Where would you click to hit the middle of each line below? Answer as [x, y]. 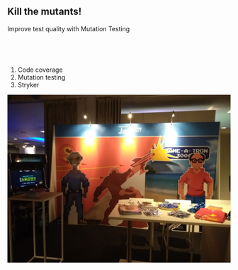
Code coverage [40, 70]
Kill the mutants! [45, 12]
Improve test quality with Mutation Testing [69, 28]
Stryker [28, 85]
